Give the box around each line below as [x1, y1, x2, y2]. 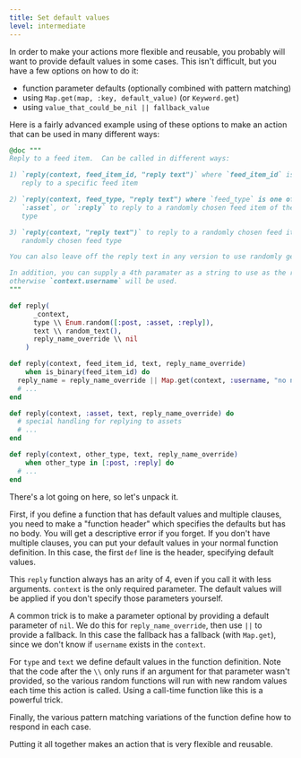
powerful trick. [9, 694, 64, 705]
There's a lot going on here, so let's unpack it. [9, 491, 179, 502]
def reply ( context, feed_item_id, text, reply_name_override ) [9, 360, 246, 369]
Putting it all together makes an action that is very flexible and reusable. [9, 738, 273, 749]
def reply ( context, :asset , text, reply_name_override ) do [9, 409, 235, 418]
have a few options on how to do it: [9, 65, 139, 76]
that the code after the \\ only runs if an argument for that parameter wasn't [9, 666, 290, 676]
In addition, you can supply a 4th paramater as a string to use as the [9, 268, 287, 278]
